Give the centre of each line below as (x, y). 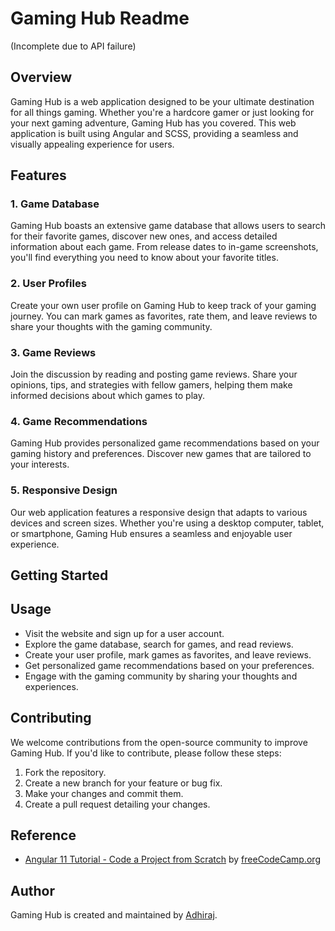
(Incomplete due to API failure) (73, 46)
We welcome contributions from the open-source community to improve (159, 742)
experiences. (51, 686)
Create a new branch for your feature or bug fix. (123, 783)
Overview (41, 77)
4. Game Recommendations (79, 421)
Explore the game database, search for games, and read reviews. (159, 644)
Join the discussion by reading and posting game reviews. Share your (154, 374)
